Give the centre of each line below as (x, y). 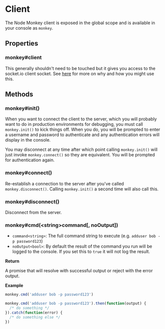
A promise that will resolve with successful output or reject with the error (79, 271)
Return (12, 261)
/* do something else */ (35, 317)
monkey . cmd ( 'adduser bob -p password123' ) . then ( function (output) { (76, 304)
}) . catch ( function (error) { (34, 312)
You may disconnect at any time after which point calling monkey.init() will (81, 149)
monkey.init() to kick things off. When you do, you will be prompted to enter (83, 130)
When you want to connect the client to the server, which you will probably (81, 119)
